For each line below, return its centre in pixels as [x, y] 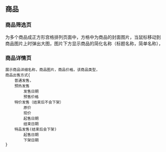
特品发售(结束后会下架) [36, 129]
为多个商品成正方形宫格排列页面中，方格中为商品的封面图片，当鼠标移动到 [83, 37]
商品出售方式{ [18, 75]
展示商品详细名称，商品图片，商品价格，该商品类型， [53, 70]
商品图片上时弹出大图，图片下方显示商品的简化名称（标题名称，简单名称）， [84, 43]
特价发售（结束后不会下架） [39, 102]
